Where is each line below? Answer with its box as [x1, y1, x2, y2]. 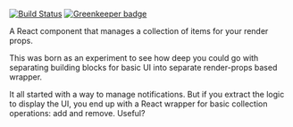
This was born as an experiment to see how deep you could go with [9, 53, 259, 63]
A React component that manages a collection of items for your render [9, 26, 269, 36]
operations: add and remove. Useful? [9, 108, 146, 118]
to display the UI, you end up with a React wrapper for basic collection [9, 98, 268, 109]
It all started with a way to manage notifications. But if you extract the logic [9, 89, 285, 99]
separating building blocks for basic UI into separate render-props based [9, 63, 278, 72]
